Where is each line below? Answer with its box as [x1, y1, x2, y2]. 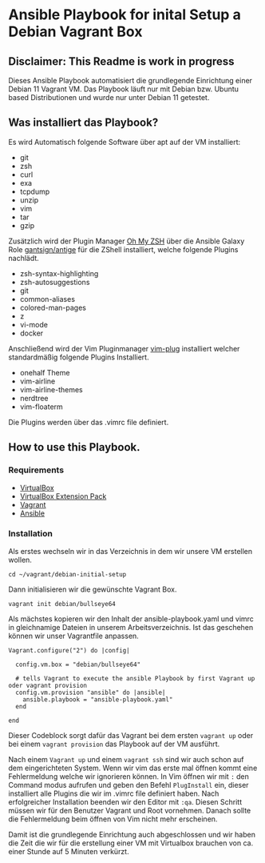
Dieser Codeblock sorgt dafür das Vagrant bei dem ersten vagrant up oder [8, 730, 254, 740]
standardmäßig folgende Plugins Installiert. [8, 352, 149, 362]
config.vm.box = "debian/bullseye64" [15, 660, 141, 668]
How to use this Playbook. [8, 440, 141, 454]
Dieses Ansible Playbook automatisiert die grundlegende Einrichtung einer [8, 76, 253, 85]
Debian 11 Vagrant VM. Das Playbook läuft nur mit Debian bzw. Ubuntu [8, 84, 239, 94]
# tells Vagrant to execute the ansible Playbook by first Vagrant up [15, 674, 255, 682]
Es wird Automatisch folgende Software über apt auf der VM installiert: [8, 137, 241, 147]
